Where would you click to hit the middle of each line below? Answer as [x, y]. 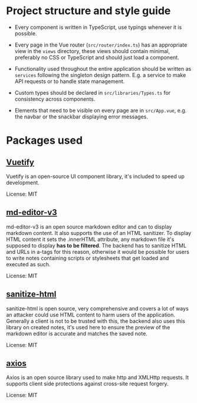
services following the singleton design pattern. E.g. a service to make [100, 75]
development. [23, 182]
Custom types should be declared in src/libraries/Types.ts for [93, 93]
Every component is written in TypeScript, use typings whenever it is [98, 27]
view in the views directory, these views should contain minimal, [92, 51]
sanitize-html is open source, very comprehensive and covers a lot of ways [97, 308]
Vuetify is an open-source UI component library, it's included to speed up [95, 176]
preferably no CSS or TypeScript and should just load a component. [97, 57]
